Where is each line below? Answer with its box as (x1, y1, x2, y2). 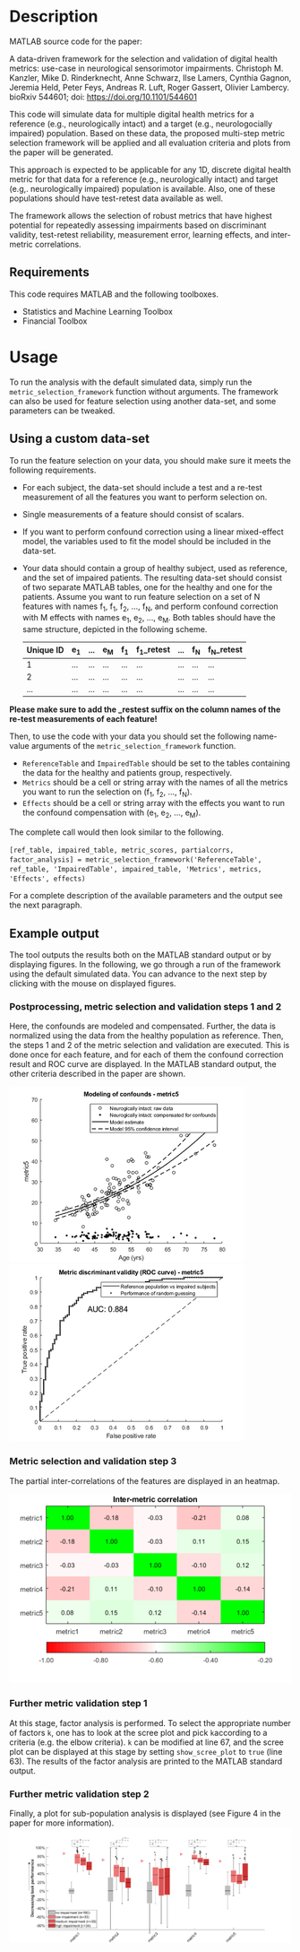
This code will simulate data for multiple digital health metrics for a (9, 108, 255, 119)
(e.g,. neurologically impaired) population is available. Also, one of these (9, 183, 276, 194)
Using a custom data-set (9, 431, 150, 447)
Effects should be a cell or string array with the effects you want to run (21, 798, 285, 809)
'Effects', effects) (9, 874, 87, 884)
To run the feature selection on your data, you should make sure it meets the (9, 455, 291, 465)
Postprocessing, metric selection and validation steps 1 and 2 (9, 1000, 282, 1012)
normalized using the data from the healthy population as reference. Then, (9, 1030, 284, 1041)
